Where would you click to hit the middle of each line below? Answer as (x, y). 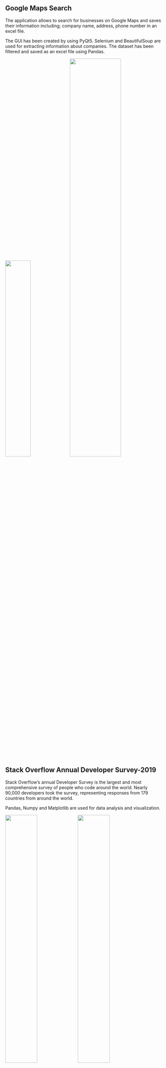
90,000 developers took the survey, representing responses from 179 (77, 793)
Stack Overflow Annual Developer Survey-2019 (81, 770)
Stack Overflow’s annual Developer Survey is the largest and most (73, 782)
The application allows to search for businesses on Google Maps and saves (83, 20)
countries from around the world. (39, 798)
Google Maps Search (38, 8)
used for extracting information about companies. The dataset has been (79, 46)
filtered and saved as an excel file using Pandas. (55, 51)
